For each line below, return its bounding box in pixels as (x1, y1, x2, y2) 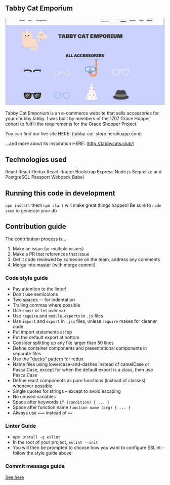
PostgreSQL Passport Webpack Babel (5, 174, 84, 180)
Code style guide (5, 274, 48, 281)
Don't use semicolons (12, 291, 58, 297)
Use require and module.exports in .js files (12, 313, 104, 319)
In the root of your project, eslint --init (12, 439, 99, 445)
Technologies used (5, 155, 67, 164)
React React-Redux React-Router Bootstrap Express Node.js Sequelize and (5, 169, 162, 175)
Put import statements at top (12, 329, 72, 335)
